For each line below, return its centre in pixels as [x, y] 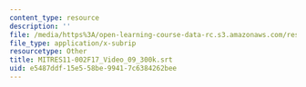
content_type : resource [55, 18]
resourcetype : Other [49, 52]
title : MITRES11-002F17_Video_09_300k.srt [91, 60]
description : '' [40, 26]
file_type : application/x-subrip [73, 43]
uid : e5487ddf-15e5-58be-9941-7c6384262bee [93, 69]
